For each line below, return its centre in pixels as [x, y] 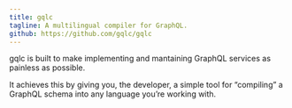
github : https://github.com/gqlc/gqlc [81, 33]
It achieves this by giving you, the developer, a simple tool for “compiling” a [146, 85]
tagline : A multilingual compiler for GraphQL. [99, 25]
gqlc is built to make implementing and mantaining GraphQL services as [140, 59]
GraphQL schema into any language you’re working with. [113, 94]
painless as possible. [47, 68]
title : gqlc [31, 17]
